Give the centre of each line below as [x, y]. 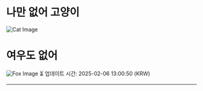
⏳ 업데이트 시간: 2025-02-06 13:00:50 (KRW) [95, 74]
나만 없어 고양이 [43, 12]
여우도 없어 [32, 56]
